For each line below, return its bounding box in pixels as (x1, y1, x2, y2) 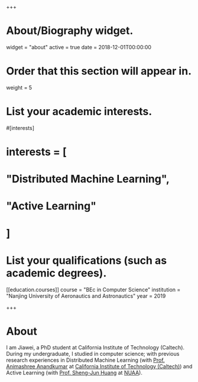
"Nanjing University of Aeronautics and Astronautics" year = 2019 (6, 292, 166, 300)
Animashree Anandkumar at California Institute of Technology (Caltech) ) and (6, 363, 193, 370)
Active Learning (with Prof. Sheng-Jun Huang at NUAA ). (6, 369, 143, 377)
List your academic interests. (6, 105, 152, 119)
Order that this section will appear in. (6, 65, 192, 78)
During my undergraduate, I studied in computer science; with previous (6, 351, 180, 358)
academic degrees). (6, 266, 107, 279)
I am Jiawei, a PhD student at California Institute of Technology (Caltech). (6, 344, 185, 351)
